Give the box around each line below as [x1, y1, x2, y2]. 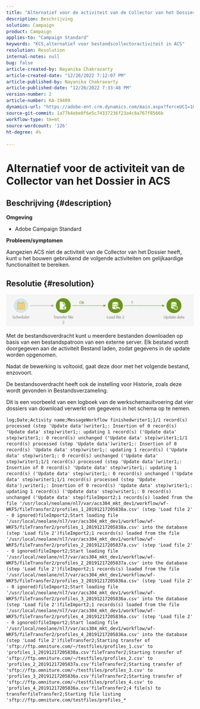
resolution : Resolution [6, 48, 65, 54]
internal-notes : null [6, 54, 60, 60]
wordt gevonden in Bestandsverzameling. [6, 387, 108, 394]
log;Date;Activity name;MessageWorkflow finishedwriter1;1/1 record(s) [6, 417, 187, 423]
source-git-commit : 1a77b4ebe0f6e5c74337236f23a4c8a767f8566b [6, 110, 164, 116]
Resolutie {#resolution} [6, 278, 95, 288]
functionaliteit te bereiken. [6, 261, 70, 268]
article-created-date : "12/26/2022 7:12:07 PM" [6, 72, 127, 79]
